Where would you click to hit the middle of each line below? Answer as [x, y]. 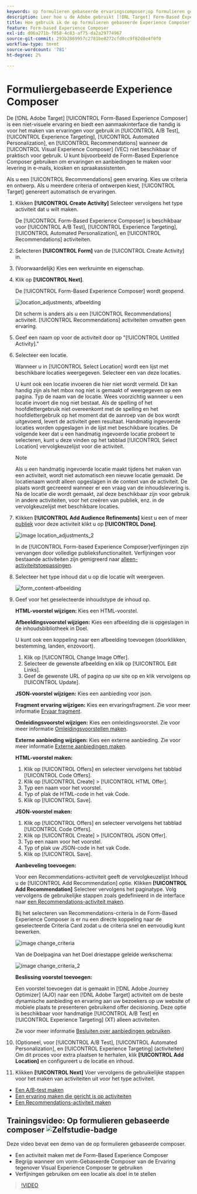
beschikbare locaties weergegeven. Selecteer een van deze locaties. [98, 372]
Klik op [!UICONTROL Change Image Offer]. [76, 657]
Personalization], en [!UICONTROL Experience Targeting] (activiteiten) [100, 1048]
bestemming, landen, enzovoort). [55, 646]
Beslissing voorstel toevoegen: [53, 977]
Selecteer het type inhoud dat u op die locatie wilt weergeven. [90, 576]
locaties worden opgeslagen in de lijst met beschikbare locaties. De [96, 427]
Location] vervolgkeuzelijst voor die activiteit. [70, 446]
